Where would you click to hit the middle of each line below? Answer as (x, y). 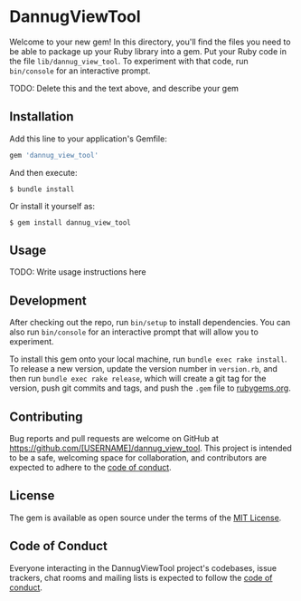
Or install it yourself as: (52, 206)
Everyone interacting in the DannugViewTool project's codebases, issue (143, 567)
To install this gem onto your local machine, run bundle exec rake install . (148, 359)
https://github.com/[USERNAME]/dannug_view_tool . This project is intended (150, 448)
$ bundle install (42, 189)
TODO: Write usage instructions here (78, 272)
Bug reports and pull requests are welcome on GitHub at (114, 439)
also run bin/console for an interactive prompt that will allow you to (134, 332)
